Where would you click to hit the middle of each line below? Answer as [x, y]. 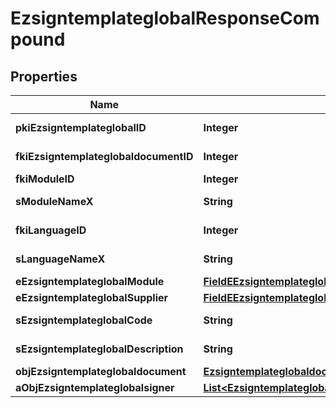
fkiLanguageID [51, 230]
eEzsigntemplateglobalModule [90, 281]
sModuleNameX [54, 201]
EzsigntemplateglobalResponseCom [165, 18]
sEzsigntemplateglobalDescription [99, 349]
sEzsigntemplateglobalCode [84, 320]
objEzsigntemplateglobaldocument [101, 371]
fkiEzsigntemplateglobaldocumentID [104, 156]
